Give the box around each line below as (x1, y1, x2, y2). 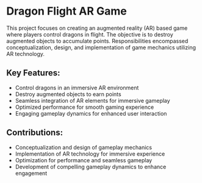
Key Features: (6, 68, 60, 78)
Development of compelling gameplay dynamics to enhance (15, 163, 167, 170)
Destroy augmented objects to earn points (15, 90, 121, 98)
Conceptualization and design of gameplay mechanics (15, 143, 153, 151)
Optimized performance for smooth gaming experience (15, 103, 154, 111)
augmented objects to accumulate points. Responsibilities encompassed (6, 37, 189, 44)
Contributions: (6, 128, 63, 138)
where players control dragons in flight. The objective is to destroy (6, 30, 174, 38)
